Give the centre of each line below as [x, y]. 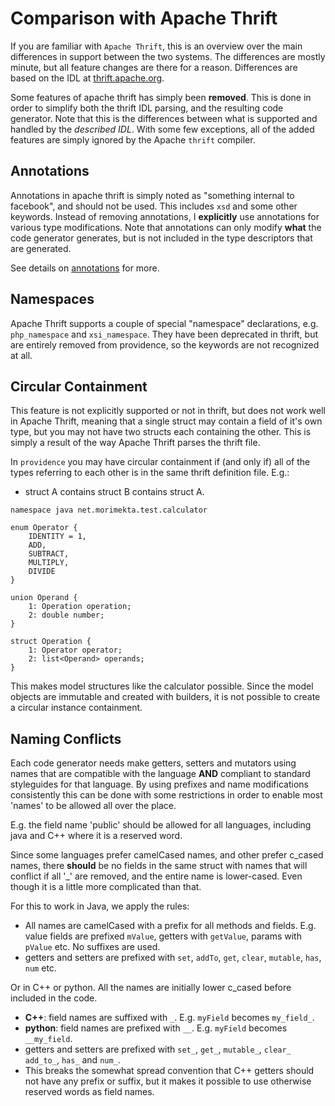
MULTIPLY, [49, 563]
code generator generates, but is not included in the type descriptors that [161, 238]
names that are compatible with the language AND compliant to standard [160, 774]
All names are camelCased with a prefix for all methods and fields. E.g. [170, 926]
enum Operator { [44, 528]
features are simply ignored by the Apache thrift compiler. [133, 139]
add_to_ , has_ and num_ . [72, 1060]
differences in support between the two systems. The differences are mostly [168, 56]
